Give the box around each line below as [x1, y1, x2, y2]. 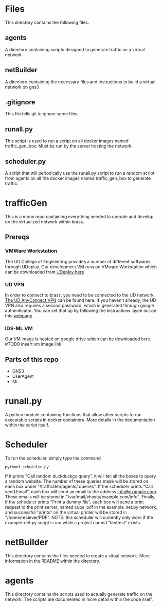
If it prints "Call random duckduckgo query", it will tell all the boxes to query [5, 473, 157, 479]
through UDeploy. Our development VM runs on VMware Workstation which [5, 264, 157, 270]
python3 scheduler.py [5, 464, 49, 469]
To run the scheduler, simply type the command [5, 455, 101, 461]
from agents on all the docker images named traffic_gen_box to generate [5, 175, 151, 181]
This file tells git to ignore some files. [5, 111, 79, 117]
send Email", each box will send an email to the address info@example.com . [5, 488, 158, 495]
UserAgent [12, 373, 34, 379]
